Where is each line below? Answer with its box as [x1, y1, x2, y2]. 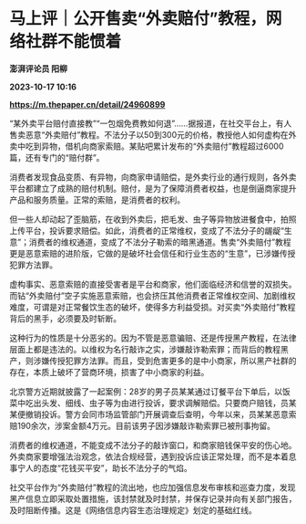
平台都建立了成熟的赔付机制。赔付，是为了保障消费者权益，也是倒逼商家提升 [9, 183, 297, 194]
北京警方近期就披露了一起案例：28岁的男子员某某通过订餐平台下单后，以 [9, 385, 283, 397]
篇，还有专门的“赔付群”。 [9, 152, 105, 162]
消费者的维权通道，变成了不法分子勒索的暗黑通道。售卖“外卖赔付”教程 [28, 236, 291, 247]
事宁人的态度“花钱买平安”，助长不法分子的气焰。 [9, 462, 193, 473]
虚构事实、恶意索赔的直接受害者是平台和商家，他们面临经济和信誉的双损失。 [9, 278, 297, 289]
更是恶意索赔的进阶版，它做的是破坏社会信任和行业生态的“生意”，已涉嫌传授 [9, 247, 296, 258]
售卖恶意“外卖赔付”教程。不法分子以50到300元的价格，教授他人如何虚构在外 [9, 129, 297, 140]
